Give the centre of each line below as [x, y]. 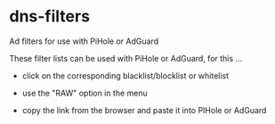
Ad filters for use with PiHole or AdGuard [84, 41]
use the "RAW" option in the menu [85, 93]
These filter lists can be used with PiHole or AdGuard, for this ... [126, 58]
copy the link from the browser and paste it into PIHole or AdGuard [144, 110]
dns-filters [50, 17]
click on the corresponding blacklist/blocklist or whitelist [125, 75]
